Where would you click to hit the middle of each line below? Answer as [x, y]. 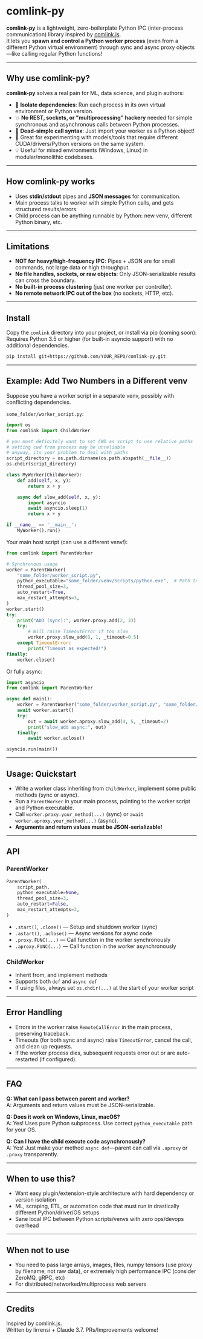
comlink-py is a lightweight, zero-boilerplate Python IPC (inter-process [95, 28]
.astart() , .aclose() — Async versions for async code [84, 933]
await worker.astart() [46, 710]
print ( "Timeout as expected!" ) [67, 648]
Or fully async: [24, 671]
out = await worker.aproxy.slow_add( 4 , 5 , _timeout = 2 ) [98, 722]
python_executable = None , [48, 893]
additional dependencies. [38, 346]
